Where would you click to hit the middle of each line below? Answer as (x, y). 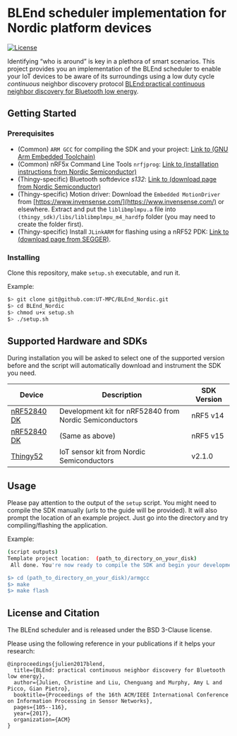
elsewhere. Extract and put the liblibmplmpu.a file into (97, 209)
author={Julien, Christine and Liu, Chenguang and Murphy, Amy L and (118, 683)
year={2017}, (33, 714)
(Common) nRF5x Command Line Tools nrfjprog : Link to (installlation (118, 164)
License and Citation (54, 613)
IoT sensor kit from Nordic (102, 452)
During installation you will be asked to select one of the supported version (116, 358)
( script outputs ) (33, 552)
